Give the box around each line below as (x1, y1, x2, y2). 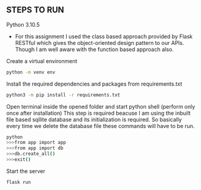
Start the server (6, 167, 45, 175)
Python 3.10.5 (6, 21, 40, 28)
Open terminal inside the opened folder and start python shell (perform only (6, 103, 196, 110)
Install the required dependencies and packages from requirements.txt (6, 80, 183, 87)
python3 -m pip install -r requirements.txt (6, 92, 120, 98)
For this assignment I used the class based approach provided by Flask (15, 33, 193, 40)
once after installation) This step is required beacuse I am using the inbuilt (6, 109, 191, 117)
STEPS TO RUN (6, 5, 65, 15)
